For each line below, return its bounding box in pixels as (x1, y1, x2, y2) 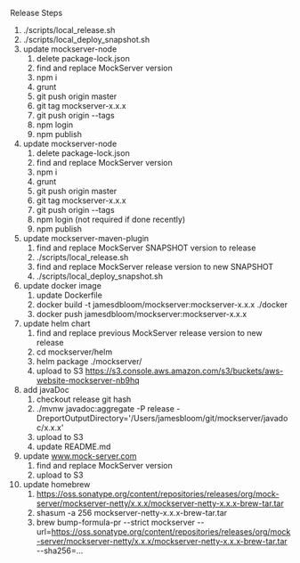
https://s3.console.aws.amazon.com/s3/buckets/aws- (85, 365, 284, 376)
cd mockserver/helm (36, 347, 113, 357)
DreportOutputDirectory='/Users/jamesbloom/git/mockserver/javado (36, 413, 288, 423)
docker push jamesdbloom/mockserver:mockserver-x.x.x (36, 309, 247, 319)
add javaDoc (22, 385, 69, 395)
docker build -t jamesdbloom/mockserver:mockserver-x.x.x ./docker (36, 299, 288, 310)
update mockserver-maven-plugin (22, 233, 150, 243)
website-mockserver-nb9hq (36, 375, 141, 386)
